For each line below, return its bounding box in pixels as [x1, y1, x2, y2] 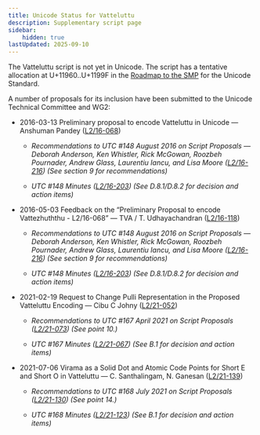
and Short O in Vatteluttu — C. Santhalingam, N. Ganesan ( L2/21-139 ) [19, 371, 244, 381]
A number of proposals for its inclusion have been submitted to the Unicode [8, 94, 253, 104]
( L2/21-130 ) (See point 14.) [31, 395, 117, 404]
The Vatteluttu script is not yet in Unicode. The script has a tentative [8, 62, 228, 71]
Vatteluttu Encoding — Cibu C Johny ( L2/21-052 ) [19, 301, 178, 310]
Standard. [8, 79, 40, 89]
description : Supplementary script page [8, 19, 143, 27]
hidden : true [22, 33, 65, 42]
